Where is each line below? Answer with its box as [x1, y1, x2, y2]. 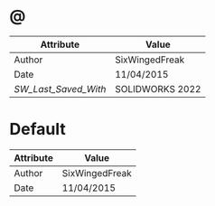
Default [9, 119, 66, 140]
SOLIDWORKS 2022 [114, 82, 201, 95]
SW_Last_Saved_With [14, 82, 107, 95]
